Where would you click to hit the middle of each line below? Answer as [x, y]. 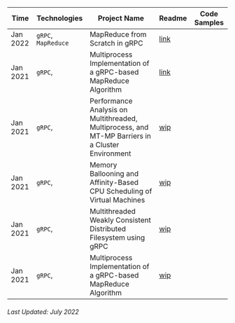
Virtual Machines [117, 200]
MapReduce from [118, 34]
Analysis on [109, 110]
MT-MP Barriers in [121, 136]
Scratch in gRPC [116, 43]
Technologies [60, 18]
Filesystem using [117, 238]
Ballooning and [114, 173]
